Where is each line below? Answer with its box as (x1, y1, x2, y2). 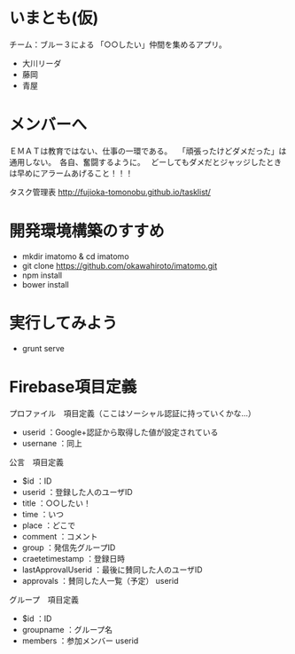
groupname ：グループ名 (21, 624, 113, 634)
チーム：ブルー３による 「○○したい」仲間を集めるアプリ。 (9, 39, 228, 50)
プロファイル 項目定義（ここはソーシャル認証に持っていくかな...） (9, 407, 257, 418)
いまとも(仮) (9, 8, 99, 28)
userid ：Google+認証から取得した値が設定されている (21, 427, 219, 437)
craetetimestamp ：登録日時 (21, 553, 126, 563)
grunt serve (21, 343, 65, 353)
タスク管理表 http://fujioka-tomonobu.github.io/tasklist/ (9, 186, 211, 197)
